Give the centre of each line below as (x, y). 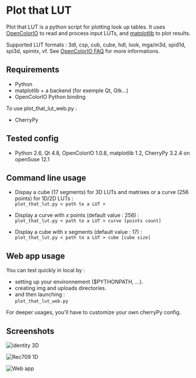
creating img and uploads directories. (61, 288)
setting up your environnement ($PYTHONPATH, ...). (79, 282)
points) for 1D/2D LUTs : (44, 199)
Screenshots (30, 331)
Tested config (32, 138)
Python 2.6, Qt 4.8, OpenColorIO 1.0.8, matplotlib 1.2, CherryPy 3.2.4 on (102, 153)
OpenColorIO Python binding (50, 96)
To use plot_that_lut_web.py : (42, 108)
